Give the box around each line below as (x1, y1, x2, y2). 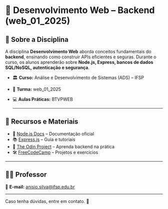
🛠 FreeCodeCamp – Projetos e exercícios (12, 149, 98, 155)
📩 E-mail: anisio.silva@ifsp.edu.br (5, 183, 75, 190)
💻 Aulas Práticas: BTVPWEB (12, 96, 73, 102)
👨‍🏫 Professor (5, 170, 47, 179)
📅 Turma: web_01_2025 (12, 86, 61, 92)
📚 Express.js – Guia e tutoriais (12, 136, 75, 142)
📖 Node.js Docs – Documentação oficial (12, 131, 94, 137)
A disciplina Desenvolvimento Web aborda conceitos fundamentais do (5, 49, 151, 54)
